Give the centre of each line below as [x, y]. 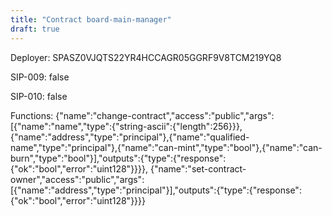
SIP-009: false [40, 77]
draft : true [35, 29]
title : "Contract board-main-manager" [91, 19]
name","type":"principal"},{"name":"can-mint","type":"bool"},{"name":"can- [166, 147]
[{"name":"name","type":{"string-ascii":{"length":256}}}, [126, 126]
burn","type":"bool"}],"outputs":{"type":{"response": [118, 158]
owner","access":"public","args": [77, 179]
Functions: [32, 115]
